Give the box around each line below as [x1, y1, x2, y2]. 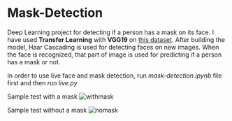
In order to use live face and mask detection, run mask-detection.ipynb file [7, 71, 222, 80]
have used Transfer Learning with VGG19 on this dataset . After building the [7, 35, 226, 43]
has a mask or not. [7, 57, 61, 66]
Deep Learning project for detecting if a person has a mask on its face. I [7, 28, 215, 36]
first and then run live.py [7, 78, 78, 87]
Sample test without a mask [7, 106, 87, 114]
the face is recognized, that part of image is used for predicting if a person [7, 50, 222, 59]
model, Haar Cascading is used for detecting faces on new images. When [7, 43, 219, 51]
